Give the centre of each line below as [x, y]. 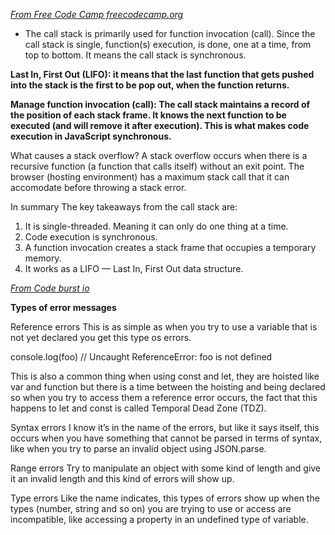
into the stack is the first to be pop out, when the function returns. [150, 85]
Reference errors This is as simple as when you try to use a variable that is [164, 327]
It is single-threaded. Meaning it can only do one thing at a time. [156, 226]
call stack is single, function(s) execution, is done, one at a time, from [168, 44]
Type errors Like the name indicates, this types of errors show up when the [165, 498]
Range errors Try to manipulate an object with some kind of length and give [166, 468]
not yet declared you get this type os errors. [101, 337]
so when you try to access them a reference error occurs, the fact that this [164, 397]
